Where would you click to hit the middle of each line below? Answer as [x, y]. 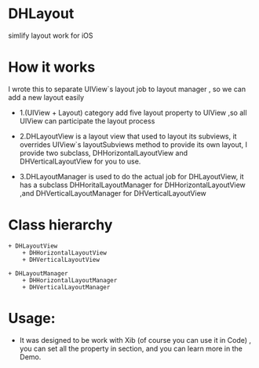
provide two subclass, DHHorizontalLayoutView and [104, 153]
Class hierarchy [60, 225]
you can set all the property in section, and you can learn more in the [131, 348]
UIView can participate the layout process [87, 121]
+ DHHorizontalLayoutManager [70, 280]
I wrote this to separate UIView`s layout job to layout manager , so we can [127, 89]
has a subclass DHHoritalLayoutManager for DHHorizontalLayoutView [132, 185]
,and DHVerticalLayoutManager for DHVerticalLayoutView [113, 193]
